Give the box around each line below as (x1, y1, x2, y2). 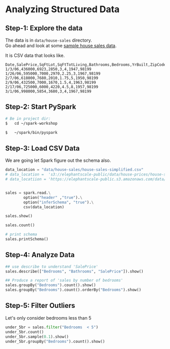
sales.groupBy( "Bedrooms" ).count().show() (5, 283, 96, 288)
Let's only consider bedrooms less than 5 (5, 315, 92, 321)
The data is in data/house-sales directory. (5, 37, 92, 43)
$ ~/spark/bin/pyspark (5, 130, 58, 135)
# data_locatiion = (5, 177, 47, 182)
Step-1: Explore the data (5, 24, 82, 32)
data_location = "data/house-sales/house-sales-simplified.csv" (5, 167, 144, 172)
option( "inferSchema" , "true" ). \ (23, 199, 94, 205)
